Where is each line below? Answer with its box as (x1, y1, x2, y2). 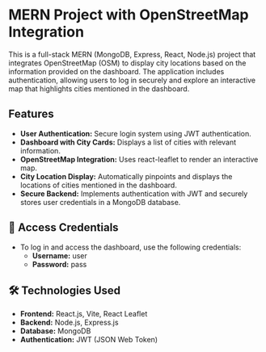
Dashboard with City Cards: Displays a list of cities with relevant (19, 137, 237, 147)
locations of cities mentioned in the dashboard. (19, 180, 178, 190)
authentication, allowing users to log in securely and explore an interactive (8, 75, 256, 85)
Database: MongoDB (19, 326, 91, 336)
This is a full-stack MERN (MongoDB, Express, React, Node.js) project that (8, 49, 256, 59)
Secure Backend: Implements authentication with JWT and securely (19, 188, 248, 199)
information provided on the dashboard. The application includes (8, 66, 225, 76)
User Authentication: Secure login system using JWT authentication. (19, 128, 252, 138)
